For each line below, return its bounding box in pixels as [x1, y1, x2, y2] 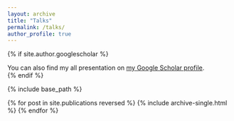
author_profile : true [7, 30, 72, 38]
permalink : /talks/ [7, 23, 65, 31]
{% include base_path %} [7, 85, 83, 93]
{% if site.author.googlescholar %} [7, 50, 109, 58]
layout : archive [7, 10, 55, 18]
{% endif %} [7, 71, 44, 80]
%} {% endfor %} [7, 106, 59, 115]
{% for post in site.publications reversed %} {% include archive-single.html [7, 99, 228, 107]
